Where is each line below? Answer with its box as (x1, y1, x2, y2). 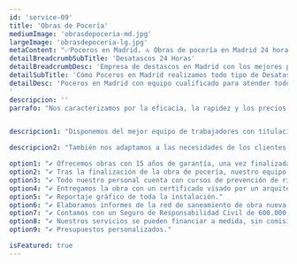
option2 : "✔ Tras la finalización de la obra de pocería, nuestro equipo (9, 167, 287, 176)
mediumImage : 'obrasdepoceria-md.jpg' (9, 29, 152, 38)
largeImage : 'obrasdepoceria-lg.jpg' (9, 37, 148, 47)
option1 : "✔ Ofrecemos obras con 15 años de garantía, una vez (9, 159, 247, 168)
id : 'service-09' (9, 12, 73, 22)
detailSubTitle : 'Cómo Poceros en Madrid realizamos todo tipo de (9, 71, 259, 80)
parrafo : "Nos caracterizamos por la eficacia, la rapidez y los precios (9, 104, 287, 113)
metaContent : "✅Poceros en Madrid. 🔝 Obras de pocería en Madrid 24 (9, 46, 270, 55)
